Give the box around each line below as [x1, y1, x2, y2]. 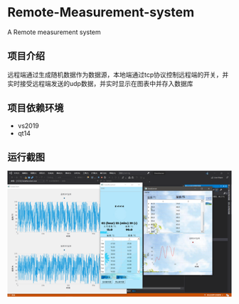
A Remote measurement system [7, 28, 101, 36]
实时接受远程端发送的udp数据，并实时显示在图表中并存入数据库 [7, 79, 193, 87]
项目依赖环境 [7, 102, 64, 114]
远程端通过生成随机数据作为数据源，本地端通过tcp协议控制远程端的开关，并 [7, 70, 229, 79]
